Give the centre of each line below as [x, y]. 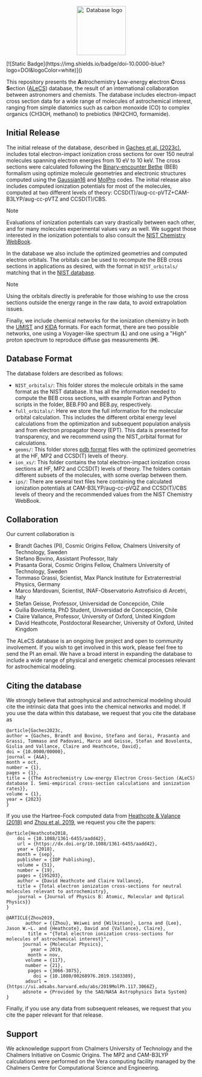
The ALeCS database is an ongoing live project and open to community [95, 641]
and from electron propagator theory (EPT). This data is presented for [102, 430]
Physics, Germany [37, 584]
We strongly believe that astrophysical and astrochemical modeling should [99, 700]
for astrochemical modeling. [41, 667]
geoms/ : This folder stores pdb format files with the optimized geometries [105, 449]
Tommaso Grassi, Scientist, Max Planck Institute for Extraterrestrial [98, 578]
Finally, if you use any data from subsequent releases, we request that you [99, 1009]
